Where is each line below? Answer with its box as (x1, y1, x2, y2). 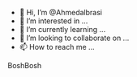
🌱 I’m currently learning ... (19, 25, 106, 34)
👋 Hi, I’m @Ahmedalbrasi (19, 8, 103, 17)
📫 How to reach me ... (19, 43, 95, 51)
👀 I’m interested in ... (19, 16, 88, 26)
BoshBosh (7, 61, 42, 70)
